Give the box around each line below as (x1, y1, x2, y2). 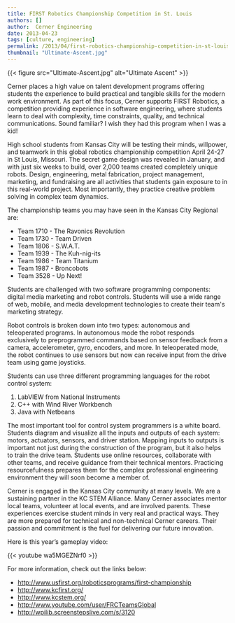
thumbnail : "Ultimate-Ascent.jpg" (7, 50, 108, 57)
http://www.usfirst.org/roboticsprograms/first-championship (17, 578, 192, 587)
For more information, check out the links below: (7, 564, 147, 573)
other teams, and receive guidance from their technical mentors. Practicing (7, 458, 224, 466)
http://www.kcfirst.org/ (17, 585, 84, 594)
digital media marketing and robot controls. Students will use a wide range (7, 292, 222, 301)
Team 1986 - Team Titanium (17, 256, 99, 265)
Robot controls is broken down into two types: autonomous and (7, 321, 190, 329)
